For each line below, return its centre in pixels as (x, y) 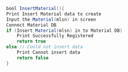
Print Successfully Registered (55, 36)
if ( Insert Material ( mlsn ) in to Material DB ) (64, 30)
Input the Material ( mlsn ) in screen (51, 19)
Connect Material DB (32, 25)
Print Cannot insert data (49, 53)
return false (33, 58)
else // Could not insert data (45, 47)
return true (31, 41)
